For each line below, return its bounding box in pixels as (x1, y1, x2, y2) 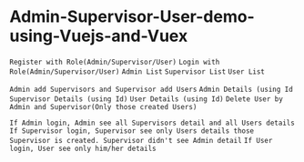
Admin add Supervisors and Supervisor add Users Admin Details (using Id (9, 85, 293, 94)
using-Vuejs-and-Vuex (9, 25, 188, 46)
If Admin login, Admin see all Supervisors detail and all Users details (9, 118, 296, 127)
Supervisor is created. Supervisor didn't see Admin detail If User (9, 136, 273, 145)
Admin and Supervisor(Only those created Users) (9, 102, 198, 111)
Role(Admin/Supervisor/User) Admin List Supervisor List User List (9, 66, 266, 76)
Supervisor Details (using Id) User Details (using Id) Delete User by (9, 94, 284, 104)
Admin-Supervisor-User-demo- (9, 6, 255, 27)
